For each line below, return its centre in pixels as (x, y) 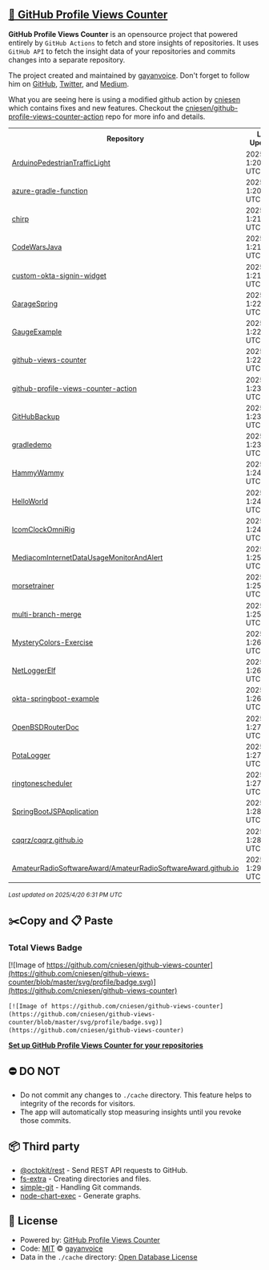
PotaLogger (31, 755)
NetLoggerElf (34, 670)
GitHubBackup (36, 416)
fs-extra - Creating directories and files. (85, 1178)
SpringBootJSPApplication (55, 812)
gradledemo (32, 445)
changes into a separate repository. (67, 59)
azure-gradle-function (50, 190)
